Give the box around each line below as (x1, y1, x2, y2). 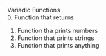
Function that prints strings (17, 34, 95, 42)
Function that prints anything (17, 41, 100, 49)
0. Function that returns (7, 13, 74, 21)
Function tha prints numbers (17, 27, 98, 35)
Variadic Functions (7, 6, 60, 14)
